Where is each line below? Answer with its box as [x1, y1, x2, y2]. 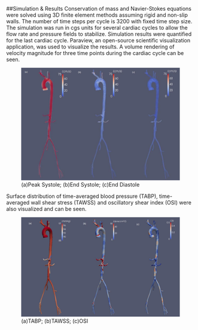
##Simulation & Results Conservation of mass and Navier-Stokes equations [6, 5, 191, 12]
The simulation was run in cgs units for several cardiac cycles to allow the [6, 24, 188, 31]
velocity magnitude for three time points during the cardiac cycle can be [6, 50, 184, 56]
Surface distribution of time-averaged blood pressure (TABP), [6, 192, 159, 200]
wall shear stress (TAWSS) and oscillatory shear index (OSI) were [31, 199, 191, 206]
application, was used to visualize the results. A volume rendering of [6, 43, 175, 50]
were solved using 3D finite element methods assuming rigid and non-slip [6, 11, 188, 19]
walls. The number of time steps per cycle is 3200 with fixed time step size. [6, 18, 193, 25]
